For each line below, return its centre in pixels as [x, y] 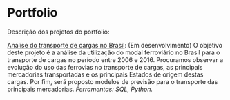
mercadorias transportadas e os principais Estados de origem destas [105, 74]
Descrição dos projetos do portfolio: [58, 32]
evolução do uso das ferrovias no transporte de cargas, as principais [105, 67]
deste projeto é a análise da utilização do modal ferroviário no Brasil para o [114, 52]
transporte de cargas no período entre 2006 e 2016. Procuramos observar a [115, 59]
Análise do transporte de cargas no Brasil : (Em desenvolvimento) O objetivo [115, 45]
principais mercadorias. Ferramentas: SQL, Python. [80, 89]
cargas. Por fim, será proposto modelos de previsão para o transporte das [113, 81]
